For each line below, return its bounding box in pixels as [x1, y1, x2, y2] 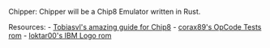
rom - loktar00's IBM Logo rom [8, 31, 112, 40]
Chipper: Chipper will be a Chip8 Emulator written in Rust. [8, 7, 201, 16]
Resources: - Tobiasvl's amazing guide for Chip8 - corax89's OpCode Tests [8, 22, 262, 31]
